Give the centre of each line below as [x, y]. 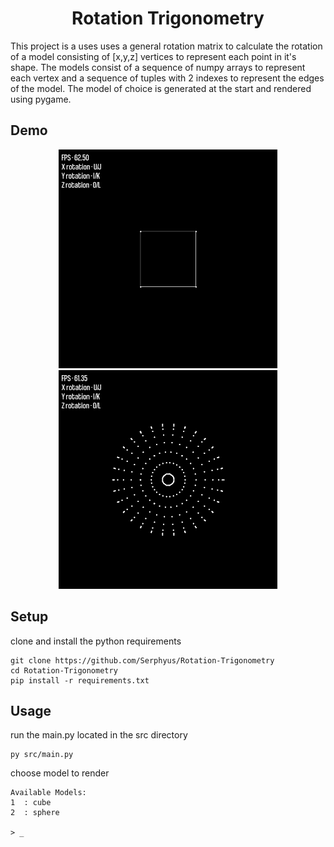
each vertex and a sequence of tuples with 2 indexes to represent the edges [167, 78]
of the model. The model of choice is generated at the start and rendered [161, 88]
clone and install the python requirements [96, 641]
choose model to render [60, 773]
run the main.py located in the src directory [99, 735]
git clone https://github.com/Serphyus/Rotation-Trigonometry [142, 660]
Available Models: [48, 793]
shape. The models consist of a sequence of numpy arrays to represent [158, 67]
